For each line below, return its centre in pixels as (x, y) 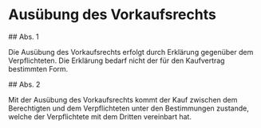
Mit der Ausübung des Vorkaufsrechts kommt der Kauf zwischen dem (123, 99)
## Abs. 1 (24, 37)
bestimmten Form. (38, 68)
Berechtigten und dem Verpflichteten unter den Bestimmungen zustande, (129, 108)
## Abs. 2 (24, 84)
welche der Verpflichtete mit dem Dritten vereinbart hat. (100, 116)
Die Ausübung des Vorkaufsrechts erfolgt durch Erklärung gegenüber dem (131, 52)
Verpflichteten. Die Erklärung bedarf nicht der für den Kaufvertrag (117, 60)
